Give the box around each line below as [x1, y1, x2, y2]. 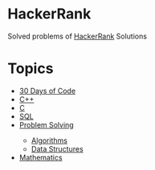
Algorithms [31, 136, 67, 145]
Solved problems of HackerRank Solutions [7, 31, 148, 41]
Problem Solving [18, 119, 74, 129]
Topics [7, 59, 54, 78]
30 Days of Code [18, 86, 76, 95]
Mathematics [18, 152, 63, 162]
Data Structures [31, 144, 84, 153]
